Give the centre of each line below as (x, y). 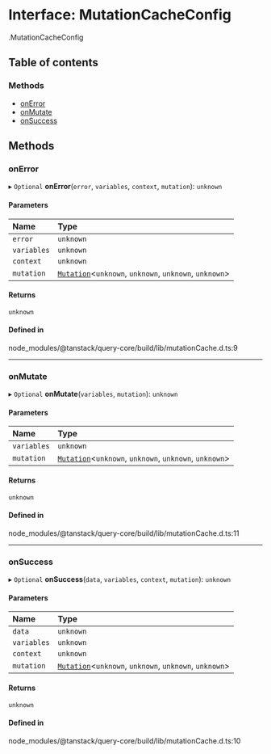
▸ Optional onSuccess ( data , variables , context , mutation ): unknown (120, 579)
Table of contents (53, 63)
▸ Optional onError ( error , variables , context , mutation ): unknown (115, 187)
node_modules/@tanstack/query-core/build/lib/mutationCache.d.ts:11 (124, 533)
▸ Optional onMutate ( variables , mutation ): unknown (93, 394)
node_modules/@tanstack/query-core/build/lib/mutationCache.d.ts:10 (125, 740)
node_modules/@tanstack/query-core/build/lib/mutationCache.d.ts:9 (123, 348)
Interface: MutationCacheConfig (120, 15)
